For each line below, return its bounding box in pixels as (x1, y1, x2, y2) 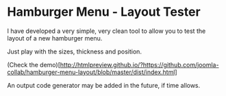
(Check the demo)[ (7, 60, 60, 69)
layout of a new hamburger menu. (7, 34, 103, 42)
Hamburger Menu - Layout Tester (7, 4, 201, 20)
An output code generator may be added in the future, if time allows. (7, 81, 201, 89)
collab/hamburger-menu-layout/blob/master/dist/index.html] (7, 68, 177, 76)
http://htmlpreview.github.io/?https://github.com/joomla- (60, 60, 219, 69)
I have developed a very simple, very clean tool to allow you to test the (7, 27, 206, 35)
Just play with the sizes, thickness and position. (7, 47, 142, 56)
